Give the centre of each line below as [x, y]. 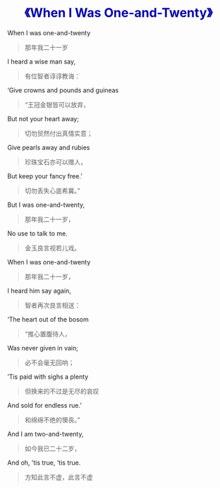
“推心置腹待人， [48, 334]
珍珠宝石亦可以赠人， [55, 161]
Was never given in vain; [43, 348]
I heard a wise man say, [42, 61]
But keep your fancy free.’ [45, 176]
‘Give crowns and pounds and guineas [63, 90]
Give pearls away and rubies [49, 147]
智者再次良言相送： [53, 305]
